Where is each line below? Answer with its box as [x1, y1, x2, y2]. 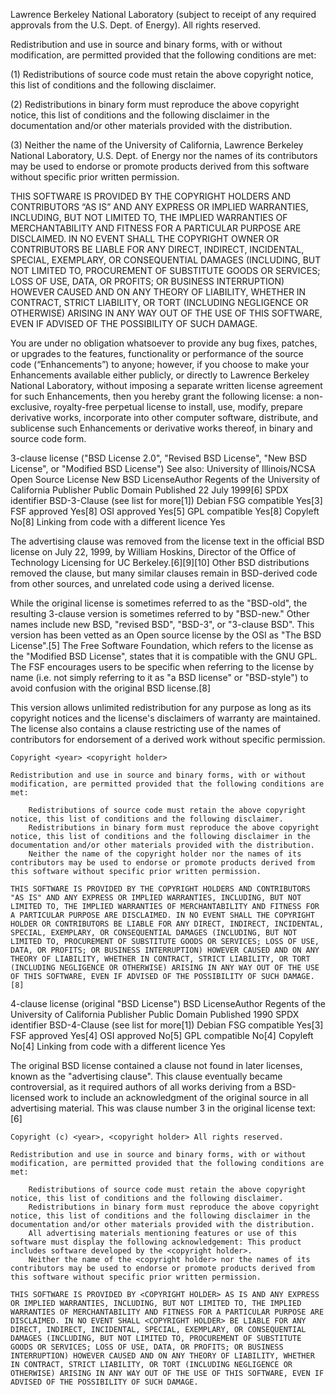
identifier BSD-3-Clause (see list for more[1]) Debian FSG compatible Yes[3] [10, 495, 323, 506]
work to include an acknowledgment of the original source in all [47, 1092, 309, 1103]
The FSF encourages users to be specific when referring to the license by [10, 661, 314, 673]
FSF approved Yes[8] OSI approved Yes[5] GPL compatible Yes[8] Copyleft [10, 505, 320, 517]
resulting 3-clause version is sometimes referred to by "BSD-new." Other [10, 608, 310, 619]
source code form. [10, 433, 87, 444]
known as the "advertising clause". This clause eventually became [10, 1070, 283, 1082]
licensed [10, 1092, 46, 1103]
